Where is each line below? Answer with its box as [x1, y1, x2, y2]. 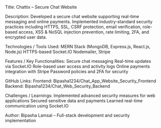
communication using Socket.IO [5, 103, 69, 109]
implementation [5, 118, 36, 123]
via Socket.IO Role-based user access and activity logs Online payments [5, 63, 150, 69]
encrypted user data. [5, 34, 47, 40]
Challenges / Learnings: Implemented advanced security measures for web [5, 92, 156, 98]
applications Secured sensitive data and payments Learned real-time [5, 98, 143, 104]
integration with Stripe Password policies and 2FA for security [5, 69, 129, 74]
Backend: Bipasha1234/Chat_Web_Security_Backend [5, 83, 111, 89]
